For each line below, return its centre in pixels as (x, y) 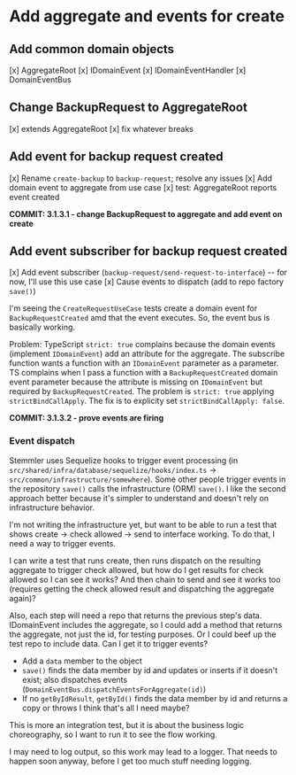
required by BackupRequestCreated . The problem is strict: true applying (142, 391)
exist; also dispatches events (75, 679)
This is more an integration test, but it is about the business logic (127, 725)
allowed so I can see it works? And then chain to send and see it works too (145, 579)
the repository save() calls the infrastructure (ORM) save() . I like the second (148, 488)
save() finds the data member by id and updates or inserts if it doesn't (150, 670)
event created (34, 197)
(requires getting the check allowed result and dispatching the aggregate (142, 589)
